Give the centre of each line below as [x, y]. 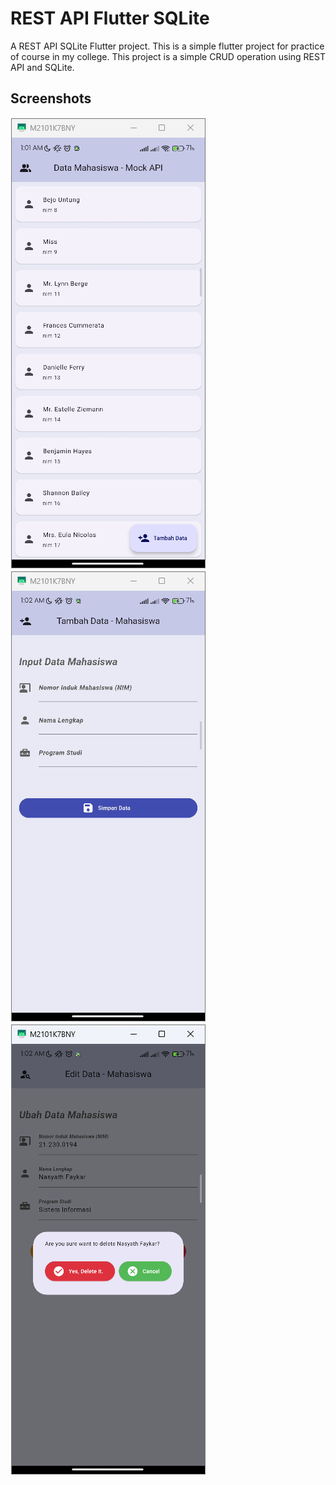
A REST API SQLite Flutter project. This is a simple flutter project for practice [167, 46]
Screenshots [51, 98]
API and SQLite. [42, 67]
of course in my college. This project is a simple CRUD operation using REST [168, 56]
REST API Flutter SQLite [110, 18]
